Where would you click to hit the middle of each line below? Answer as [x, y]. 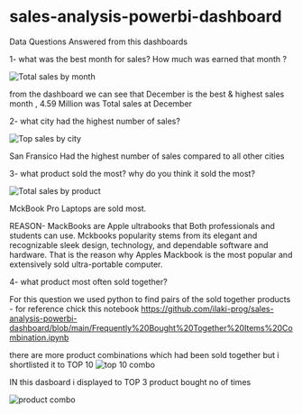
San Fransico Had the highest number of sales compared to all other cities [147, 156]
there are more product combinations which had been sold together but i [144, 354]
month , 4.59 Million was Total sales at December [101, 103]
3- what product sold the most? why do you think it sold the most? [132, 173]
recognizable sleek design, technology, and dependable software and [139, 244]
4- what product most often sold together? [89, 281]
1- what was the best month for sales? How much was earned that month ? [148, 59]
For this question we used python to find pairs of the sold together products [150, 299]
